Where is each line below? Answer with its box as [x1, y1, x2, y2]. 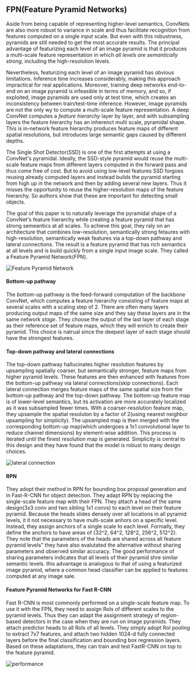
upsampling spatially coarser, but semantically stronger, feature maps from [6, 367, 187, 374]
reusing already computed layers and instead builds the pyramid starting [6, 173, 181, 180]
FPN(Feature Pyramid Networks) [6, 5, 128, 15]
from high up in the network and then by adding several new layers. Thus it [6, 180, 187, 187]
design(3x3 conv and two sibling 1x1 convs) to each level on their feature [6, 504, 181, 511]
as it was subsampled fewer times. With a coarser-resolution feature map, [6, 404, 184, 411]
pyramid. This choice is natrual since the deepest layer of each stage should [6, 328, 190, 335]
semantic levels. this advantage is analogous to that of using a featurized [6, 560, 182, 567]
